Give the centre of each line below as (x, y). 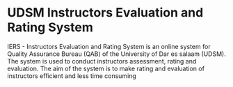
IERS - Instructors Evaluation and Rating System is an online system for (109, 46)
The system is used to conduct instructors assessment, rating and (102, 61)
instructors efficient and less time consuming (72, 76)
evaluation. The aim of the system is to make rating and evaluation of (106, 68)
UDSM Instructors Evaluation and (105, 13)
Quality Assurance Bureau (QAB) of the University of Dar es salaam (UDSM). (116, 54)
